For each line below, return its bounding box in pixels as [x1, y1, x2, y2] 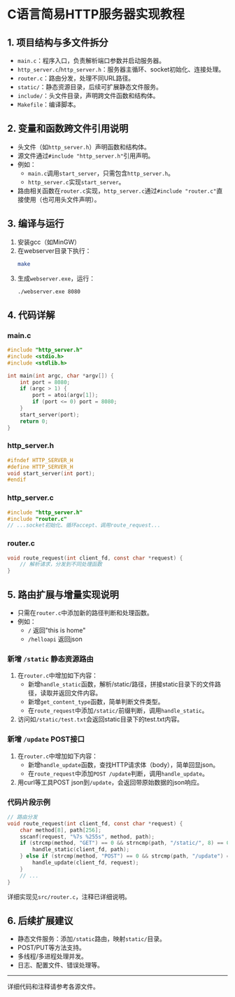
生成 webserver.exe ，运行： [17, 274, 96, 283]
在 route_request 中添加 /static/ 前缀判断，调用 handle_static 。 [27, 706, 208, 715]
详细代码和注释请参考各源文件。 [7, 982, 99, 991]
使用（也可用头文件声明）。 [23, 195, 101, 203]
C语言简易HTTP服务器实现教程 [7, 6, 185, 22]
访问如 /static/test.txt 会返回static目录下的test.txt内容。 [17, 715, 183, 724]
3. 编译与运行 [7, 218, 64, 230]
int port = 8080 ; [20, 379, 71, 386]
